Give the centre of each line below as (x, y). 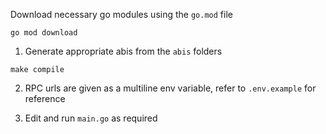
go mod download (44, 33)
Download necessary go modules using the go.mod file (121, 14)
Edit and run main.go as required (91, 118)
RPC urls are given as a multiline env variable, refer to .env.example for (170, 88)
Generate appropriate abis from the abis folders (123, 51)
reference (45, 98)
